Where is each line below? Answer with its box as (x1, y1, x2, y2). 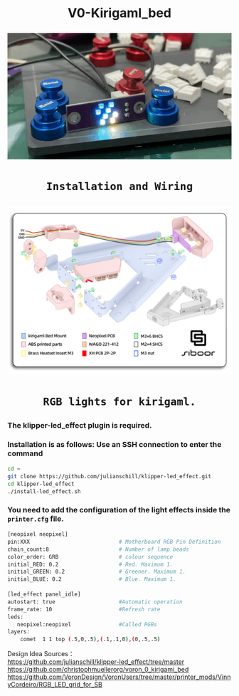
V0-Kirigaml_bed (67, 5, 172, 21)
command (7, 448, 43, 458)
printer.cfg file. (7, 514, 64, 524)
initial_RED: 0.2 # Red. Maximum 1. (7, 561, 174, 568)
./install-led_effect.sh (7, 487, 81, 495)
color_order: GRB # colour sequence (7, 553, 174, 560)
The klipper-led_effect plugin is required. (7, 420, 152, 430)
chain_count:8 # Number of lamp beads (7, 546, 190, 553)
